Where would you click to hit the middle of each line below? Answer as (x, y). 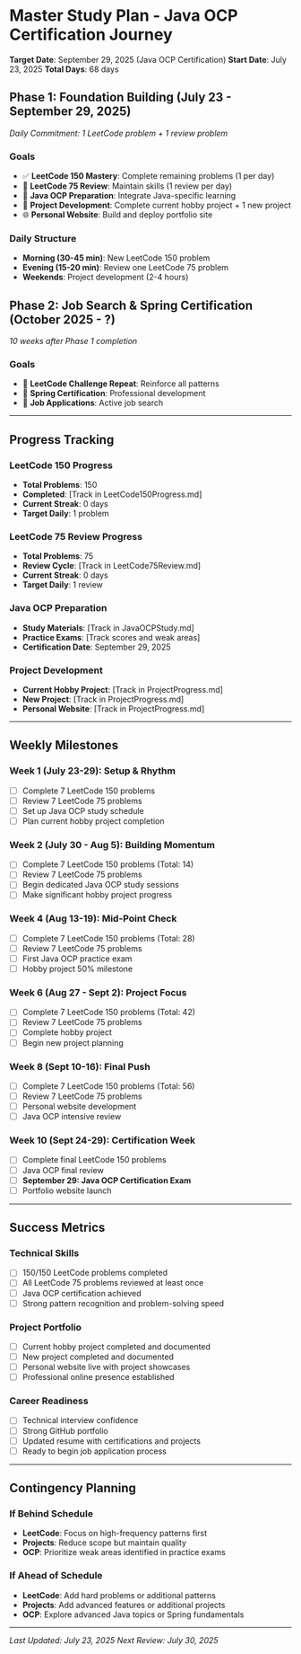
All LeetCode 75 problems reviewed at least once (113, 1283)
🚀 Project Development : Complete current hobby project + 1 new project (156, 205)
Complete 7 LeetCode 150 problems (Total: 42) (108, 1013)
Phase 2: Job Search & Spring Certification (131, 305)
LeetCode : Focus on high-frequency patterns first (115, 1534)
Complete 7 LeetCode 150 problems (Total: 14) (108, 864)
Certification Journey (91, 35)
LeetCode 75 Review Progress (76, 537)
